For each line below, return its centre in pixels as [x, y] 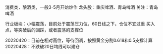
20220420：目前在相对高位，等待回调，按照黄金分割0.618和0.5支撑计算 [79, 40]
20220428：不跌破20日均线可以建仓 [43, 46]
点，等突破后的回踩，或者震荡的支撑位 [44, 30]
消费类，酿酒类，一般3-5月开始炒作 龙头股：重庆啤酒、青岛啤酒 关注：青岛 [82, 7]
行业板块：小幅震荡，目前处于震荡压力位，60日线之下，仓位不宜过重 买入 [80, 24]
